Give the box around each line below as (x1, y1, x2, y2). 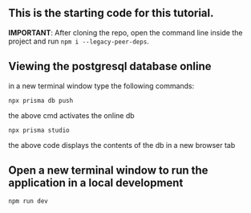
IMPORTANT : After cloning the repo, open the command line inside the (8, 27, 243, 37)
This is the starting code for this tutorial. (8, 6, 214, 20)
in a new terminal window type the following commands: (8, 80, 195, 91)
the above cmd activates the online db (8, 110, 135, 120)
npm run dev (8, 197, 48, 206)
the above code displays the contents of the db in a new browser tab (8, 140, 236, 150)
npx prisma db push (8, 96, 74, 104)
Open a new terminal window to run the (8, 164, 208, 178)
